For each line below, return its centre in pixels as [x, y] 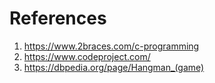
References [58, 18]
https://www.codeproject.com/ [87, 56]
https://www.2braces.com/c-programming [111, 46]
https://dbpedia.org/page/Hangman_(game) [114, 67]
